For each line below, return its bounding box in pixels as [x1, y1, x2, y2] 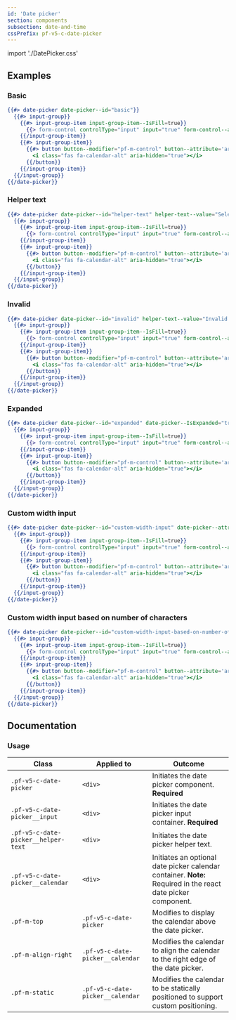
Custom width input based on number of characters [7, 613, 188, 622]
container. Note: [152, 870, 206, 880]
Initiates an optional [152, 853, 217, 863]
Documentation [7, 719, 77, 731]
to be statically [152, 983, 201, 993]
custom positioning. [152, 1001, 218, 1011]
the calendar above [152, 917, 216, 927]
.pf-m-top [11, 917, 44, 926]
